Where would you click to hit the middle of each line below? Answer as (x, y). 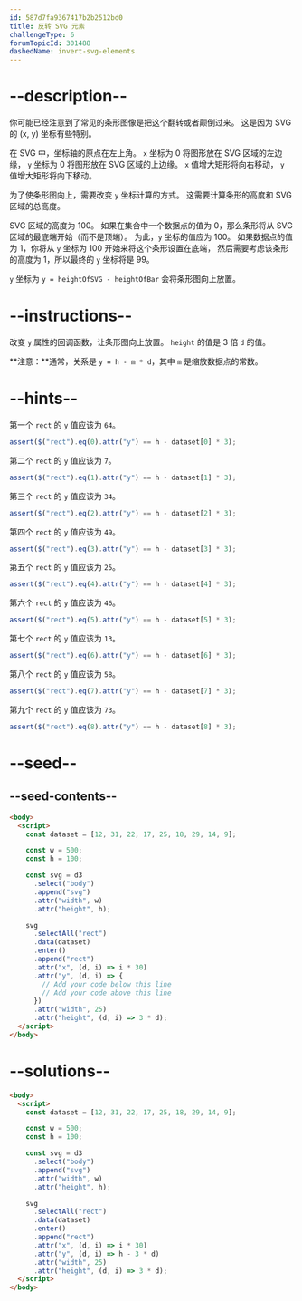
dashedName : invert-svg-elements (72, 52)
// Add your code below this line (107, 984)
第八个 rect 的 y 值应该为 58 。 (65, 674)
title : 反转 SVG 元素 (47, 26)
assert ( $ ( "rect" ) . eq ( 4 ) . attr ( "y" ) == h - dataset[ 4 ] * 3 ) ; (123, 584)
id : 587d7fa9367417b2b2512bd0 (66, 18)
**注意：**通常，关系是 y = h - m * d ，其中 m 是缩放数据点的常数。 (137, 361)
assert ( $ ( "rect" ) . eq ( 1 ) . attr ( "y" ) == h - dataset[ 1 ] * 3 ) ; (123, 477)
